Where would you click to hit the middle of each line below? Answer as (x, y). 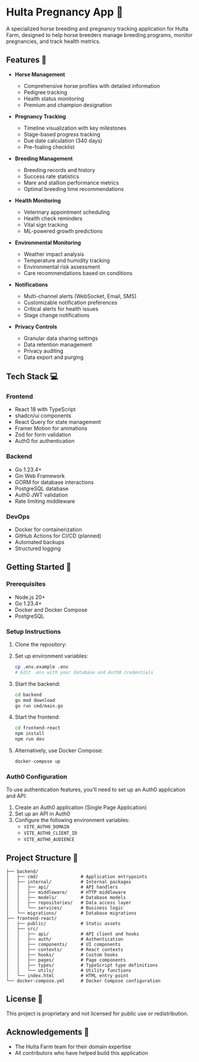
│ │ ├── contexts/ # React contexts (65, 949)
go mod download (35, 700)
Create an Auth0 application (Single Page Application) (81, 808)
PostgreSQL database (42, 488)
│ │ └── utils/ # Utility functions (69, 970)
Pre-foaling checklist (49, 147)
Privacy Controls (36, 326)
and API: (17, 796)
